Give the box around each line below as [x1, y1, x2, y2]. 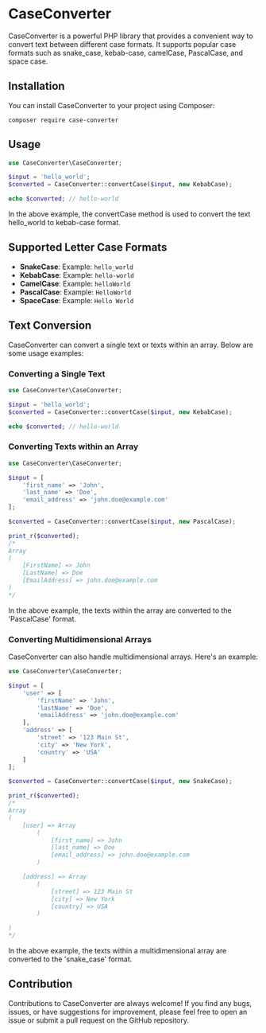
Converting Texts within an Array [8, 441, 139, 452]
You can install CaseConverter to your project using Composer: [8, 100, 215, 110]
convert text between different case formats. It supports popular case [8, 39, 237, 49]
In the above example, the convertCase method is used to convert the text [8, 209, 251, 219]
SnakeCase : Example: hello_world [19, 262, 133, 271]
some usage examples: [8, 348, 84, 358]
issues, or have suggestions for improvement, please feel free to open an [8, 1007, 248, 1016]
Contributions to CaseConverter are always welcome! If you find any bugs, [8, 998, 253, 1008]
